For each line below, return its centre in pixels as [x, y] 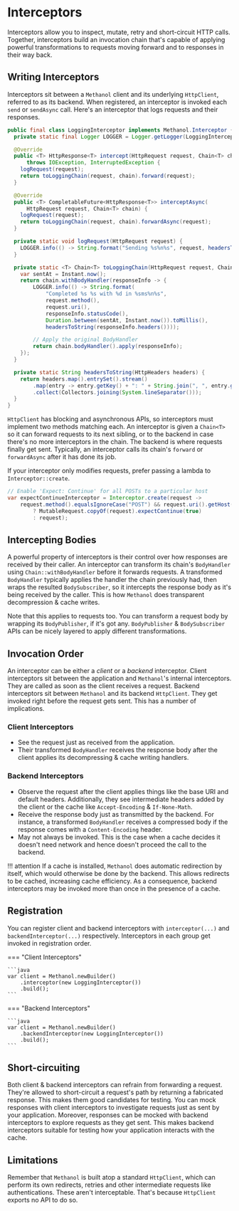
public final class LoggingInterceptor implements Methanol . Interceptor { [121, 130]
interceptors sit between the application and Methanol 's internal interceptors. [119, 678]
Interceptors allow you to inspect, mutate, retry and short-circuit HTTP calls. [119, 32]
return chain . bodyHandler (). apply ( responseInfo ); [108, 347]
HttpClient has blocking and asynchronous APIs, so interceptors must [110, 419]
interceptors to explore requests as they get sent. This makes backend [111, 1123]
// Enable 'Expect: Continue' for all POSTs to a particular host [108, 492]
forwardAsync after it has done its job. [62, 457]
